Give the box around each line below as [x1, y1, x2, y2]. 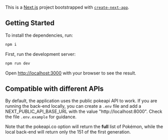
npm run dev [5, 60, 30, 66]
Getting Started [5, 19, 55, 27]
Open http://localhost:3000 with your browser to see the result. [5, 70, 137, 76]
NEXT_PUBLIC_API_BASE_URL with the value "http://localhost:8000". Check [5, 108, 162, 115]
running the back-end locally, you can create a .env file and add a [5, 103, 142, 109]
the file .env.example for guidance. [5, 114, 77, 120]
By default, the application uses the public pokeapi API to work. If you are [5, 98, 157, 104]
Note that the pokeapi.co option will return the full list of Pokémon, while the [5, 123, 163, 130]
